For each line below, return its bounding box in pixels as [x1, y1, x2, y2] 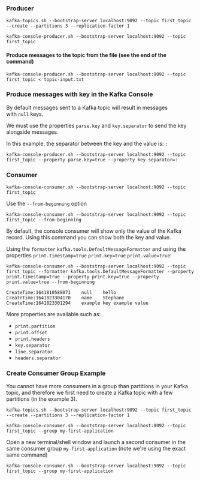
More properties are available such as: [6, 311, 101, 318]
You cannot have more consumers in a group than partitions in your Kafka [6, 383, 189, 390]
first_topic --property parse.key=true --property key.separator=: [6, 157, 178, 163]
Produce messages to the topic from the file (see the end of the [6, 51, 166, 58]
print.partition [14, 323, 56, 329]
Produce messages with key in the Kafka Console [6, 90, 153, 98]
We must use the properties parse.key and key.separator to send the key [6, 122, 187, 129]
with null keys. [6, 110, 44, 118]
